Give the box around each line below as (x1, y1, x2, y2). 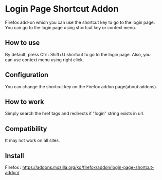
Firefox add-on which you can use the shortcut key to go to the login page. (5, 19, 155, 25)
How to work (5, 98, 44, 106)
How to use (5, 39, 40, 47)
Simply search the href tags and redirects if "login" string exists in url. (5, 111, 144, 116)
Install (5, 151, 24, 160)
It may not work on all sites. (5, 137, 60, 144)
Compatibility (5, 125, 47, 133)
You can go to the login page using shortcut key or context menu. (5, 24, 136, 30)
